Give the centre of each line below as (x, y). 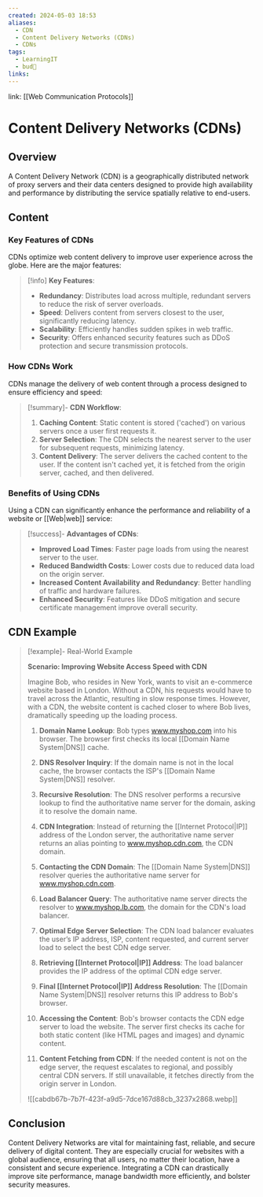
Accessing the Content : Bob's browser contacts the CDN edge (142, 1018)
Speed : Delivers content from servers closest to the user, (131, 312)
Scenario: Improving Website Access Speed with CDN (117, 667)
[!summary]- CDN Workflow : (74, 407)
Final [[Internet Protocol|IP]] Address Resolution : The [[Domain (143, 986)
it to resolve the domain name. (88, 811)
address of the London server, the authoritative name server (136, 834)
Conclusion (37, 1123)
